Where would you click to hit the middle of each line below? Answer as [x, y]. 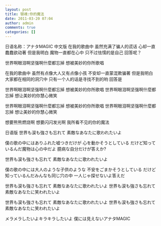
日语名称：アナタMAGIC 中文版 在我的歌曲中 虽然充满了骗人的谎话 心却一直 [80, 46]
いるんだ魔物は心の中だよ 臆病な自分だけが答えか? [56, 149]
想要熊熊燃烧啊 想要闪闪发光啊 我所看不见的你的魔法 [57, 122]
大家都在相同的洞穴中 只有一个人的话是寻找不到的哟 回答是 [64, 79]
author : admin [19, 23]
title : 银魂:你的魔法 [25, 14]
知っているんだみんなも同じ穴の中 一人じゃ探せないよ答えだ [65, 176]
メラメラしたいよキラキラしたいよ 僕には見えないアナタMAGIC [68, 218]
